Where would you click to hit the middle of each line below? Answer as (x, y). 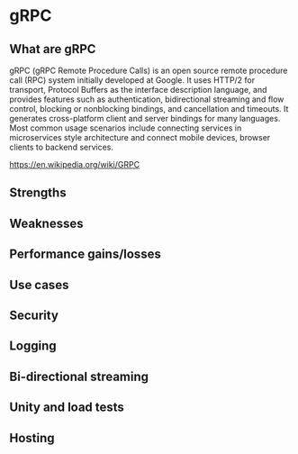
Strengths (38, 193)
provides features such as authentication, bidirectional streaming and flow (147, 99)
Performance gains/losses (86, 254)
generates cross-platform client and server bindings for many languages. (145, 118)
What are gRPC (53, 49)
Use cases (39, 285)
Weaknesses (46, 223)
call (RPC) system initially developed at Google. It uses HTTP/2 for (132, 80)
